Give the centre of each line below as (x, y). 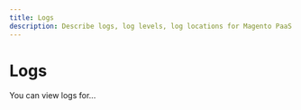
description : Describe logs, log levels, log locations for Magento (141, 26)
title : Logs (32, 18)
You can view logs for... (53, 96)
